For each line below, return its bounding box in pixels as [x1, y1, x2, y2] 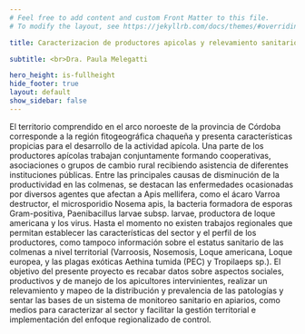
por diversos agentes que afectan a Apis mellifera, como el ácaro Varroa [9, 188, 280, 200]
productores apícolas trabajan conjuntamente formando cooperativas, [9, 150, 271, 161]
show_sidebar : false [9, 96, 88, 105]
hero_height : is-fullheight [9, 71, 116, 80]
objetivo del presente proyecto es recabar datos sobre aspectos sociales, [9, 265, 284, 277]
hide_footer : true [9, 79, 79, 89]
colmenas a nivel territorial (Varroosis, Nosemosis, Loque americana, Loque [9, 246, 293, 257]
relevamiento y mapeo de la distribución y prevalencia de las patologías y [9, 285, 284, 296]
